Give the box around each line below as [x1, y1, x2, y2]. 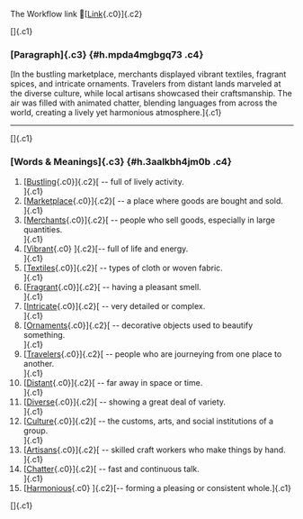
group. [22, 424, 49, 436]
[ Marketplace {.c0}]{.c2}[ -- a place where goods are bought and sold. [22, 195, 284, 206]
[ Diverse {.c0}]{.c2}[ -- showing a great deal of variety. [22, 396, 227, 407]
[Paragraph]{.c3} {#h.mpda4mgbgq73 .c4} [10, 48, 204, 60]
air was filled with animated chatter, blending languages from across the [10, 97, 278, 108]
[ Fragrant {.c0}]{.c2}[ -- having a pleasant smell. [22, 281, 201, 292]
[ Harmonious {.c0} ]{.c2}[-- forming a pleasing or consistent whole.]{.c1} [22, 482, 291, 493]
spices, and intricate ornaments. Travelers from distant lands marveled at [10, 78, 281, 89]
